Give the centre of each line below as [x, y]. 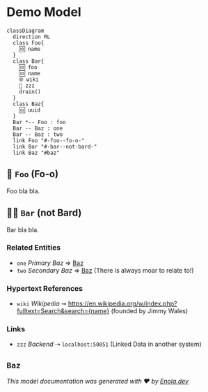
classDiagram [25, 31]
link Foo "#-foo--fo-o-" [49, 140]
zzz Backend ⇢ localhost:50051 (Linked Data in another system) [109, 344]
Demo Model [44, 12]
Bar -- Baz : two [38, 134]
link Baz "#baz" [36, 153]
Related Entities [33, 248]
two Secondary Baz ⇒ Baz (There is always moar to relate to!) [105, 270]
